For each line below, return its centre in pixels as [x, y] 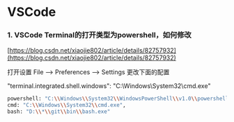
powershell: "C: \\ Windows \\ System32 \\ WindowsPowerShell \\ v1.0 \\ [102, 99]
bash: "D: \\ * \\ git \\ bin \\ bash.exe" [59, 112]
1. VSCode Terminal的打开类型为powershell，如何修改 [99, 35]
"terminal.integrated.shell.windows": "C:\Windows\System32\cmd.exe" [109, 86]
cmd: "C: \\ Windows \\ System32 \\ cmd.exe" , [67, 105]
